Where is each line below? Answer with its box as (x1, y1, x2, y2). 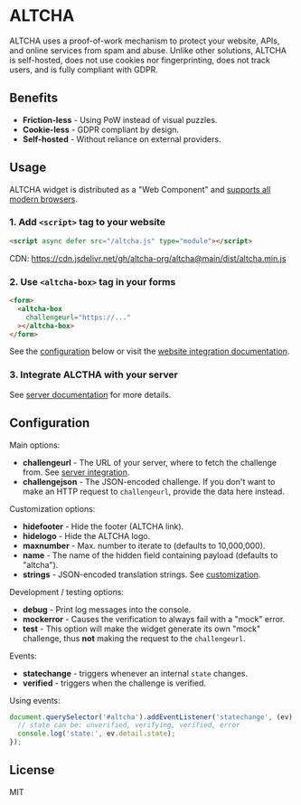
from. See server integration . (22, 467, 130, 478)
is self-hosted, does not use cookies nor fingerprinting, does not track (9, 54, 271, 65)
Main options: (9, 440, 61, 450)
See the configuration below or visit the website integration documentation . (9, 346, 290, 357)
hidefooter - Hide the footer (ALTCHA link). (22, 521, 184, 532)
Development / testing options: (9, 586, 125, 597)
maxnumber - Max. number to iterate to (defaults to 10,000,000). (22, 540, 266, 551)
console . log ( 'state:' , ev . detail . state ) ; (17, 729, 176, 738)
